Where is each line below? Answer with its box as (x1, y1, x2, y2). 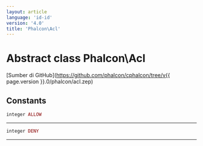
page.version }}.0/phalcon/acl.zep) (6, 78, 94, 85)
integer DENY (6, 128, 39, 134)
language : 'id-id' (6, 14, 53, 21)
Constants (6, 95, 47, 106)
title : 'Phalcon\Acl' (6, 25, 61, 32)
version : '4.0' (6, 20, 45, 26)
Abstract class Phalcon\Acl (6, 52, 146, 65)
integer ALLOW (6, 112, 42, 118)
